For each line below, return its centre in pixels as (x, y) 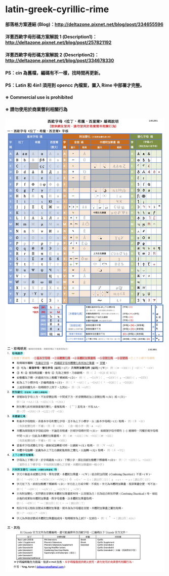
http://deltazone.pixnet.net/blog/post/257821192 (58, 43)
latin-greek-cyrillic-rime (57, 9)
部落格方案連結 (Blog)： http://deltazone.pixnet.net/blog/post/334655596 (84, 24)
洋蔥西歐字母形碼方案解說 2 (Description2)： (52, 55)
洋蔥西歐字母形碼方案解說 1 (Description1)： (51, 37)
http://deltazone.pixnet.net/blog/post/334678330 (60, 60)
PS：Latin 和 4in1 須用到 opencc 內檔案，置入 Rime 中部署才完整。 (75, 85)
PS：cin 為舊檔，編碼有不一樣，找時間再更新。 (54, 73)
